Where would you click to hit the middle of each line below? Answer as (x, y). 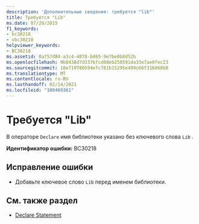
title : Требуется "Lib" (36, 17)
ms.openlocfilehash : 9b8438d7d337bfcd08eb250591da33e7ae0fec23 (87, 62)
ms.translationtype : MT (36, 73)
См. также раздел (42, 201)
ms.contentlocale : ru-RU (37, 79)
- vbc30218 (20, 40)
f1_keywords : (23, 29)
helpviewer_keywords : (33, 46)
